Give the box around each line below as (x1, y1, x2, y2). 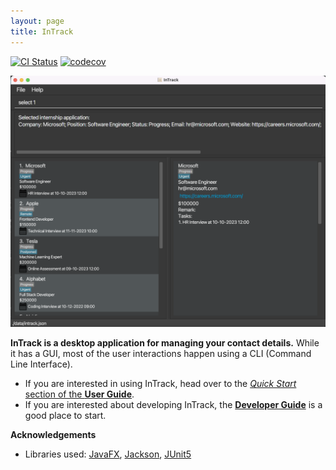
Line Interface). (10, 358, 73, 370)
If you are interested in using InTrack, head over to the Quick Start (24, 378, 297, 390)
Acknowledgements (10, 429, 97, 441)
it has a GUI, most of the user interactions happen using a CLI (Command (10, 348, 312, 360)
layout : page (10, 16, 65, 26)
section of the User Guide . (24, 388, 135, 400)
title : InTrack (10, 26, 74, 37)
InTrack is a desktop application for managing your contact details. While (10, 337, 320, 349)
